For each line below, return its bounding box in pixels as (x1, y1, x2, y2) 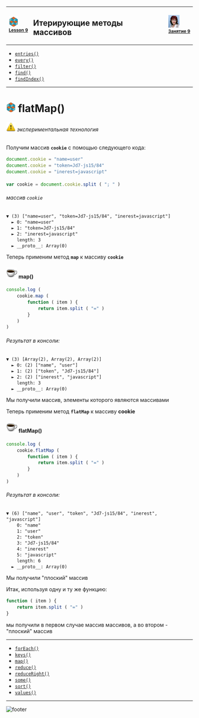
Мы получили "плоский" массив (6, 575, 88, 582)
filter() (14, 63, 37, 70)
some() (14, 677, 31, 683)
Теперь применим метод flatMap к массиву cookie (6, 407, 136, 415)
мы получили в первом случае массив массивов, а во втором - (6, 621, 168, 628)
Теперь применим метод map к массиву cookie (6, 253, 124, 261)
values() (14, 690, 37, 695)
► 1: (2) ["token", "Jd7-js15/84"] (11, 368, 99, 374)
